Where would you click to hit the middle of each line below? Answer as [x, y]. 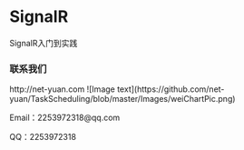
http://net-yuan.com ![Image [62, 89]
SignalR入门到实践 [44, 43]
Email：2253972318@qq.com [65, 118]
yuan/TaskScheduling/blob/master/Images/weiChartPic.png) [122, 99]
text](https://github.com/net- [171, 89]
